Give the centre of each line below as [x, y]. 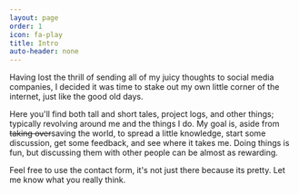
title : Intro [34, 43]
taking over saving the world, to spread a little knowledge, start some [138, 133]
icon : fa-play [36, 34]
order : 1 [26, 26]
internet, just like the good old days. [76, 97]
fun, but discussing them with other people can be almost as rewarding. [144, 153]
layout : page [34, 18]
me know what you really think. [68, 180]
